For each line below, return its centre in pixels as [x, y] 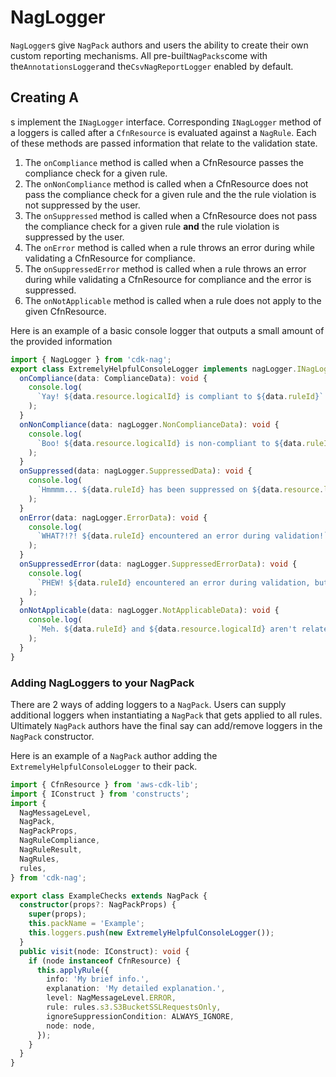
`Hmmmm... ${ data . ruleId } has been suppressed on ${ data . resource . [180, 490]
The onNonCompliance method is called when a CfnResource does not [166, 183]
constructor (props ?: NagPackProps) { [98, 905]
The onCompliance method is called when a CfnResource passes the [164, 162]
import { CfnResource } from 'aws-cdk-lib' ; [104, 784]
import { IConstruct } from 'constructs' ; [100, 794]
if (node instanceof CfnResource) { [105, 961]
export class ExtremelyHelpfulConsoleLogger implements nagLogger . [154, 369]
